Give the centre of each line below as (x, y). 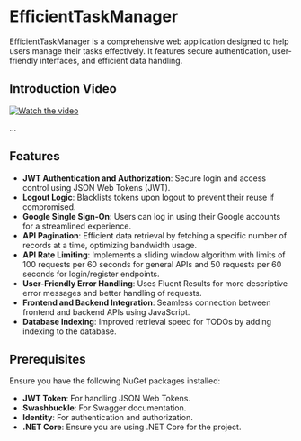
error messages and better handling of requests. (112, 292)
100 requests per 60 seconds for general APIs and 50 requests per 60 (152, 264)
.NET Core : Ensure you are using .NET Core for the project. (132, 427)
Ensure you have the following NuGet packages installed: (115, 381)
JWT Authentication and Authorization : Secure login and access (144, 178)
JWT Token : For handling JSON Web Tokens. (106, 399)
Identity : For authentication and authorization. (107, 418)
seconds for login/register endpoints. (91, 274)
